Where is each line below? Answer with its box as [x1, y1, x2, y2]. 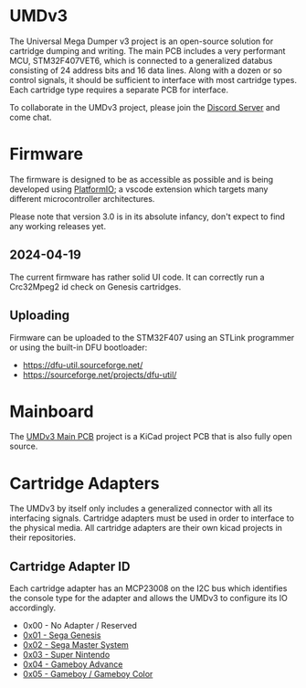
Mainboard [9, 401, 94, 421]
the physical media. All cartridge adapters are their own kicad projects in [9, 523, 283, 534]
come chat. [9, 111, 52, 122]
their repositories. [9, 532, 76, 544]
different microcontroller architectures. [9, 193, 155, 204]
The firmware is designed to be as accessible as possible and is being [9, 174, 274, 185]
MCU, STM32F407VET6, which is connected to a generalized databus [9, 55, 273, 66]
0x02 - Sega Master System [22, 640, 130, 651]
